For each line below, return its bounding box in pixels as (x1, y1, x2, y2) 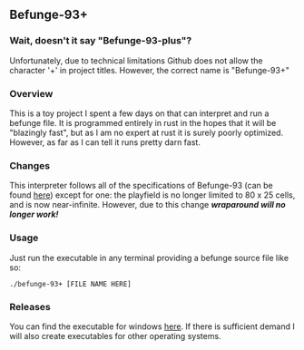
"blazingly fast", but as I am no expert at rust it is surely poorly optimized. (9, 127, 284, 138)
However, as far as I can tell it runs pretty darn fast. (9, 136, 201, 148)
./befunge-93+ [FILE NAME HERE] (9, 279, 132, 288)
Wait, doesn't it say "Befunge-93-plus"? (9, 34, 192, 47)
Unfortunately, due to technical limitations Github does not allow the (9, 54, 263, 66)
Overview (9, 87, 54, 100)
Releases (9, 300, 52, 313)
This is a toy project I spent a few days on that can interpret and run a (9, 108, 270, 119)
